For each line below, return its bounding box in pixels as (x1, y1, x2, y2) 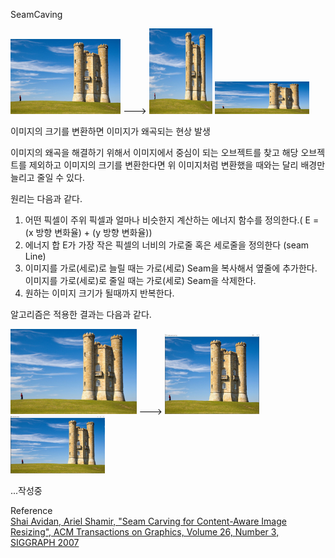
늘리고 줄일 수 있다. (10, 171, 85, 183)
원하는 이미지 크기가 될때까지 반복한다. (24, 287, 175, 299)
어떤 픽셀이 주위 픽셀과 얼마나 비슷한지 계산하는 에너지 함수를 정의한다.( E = (24, 214, 320, 226)
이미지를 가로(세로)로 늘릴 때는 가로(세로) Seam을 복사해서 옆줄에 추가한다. (24, 262, 318, 274)
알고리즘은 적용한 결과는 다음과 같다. (10, 308, 152, 320)
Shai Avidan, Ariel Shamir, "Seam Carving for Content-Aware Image (10, 515, 287, 527)
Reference (10, 504, 53, 516)
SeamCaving (10, 9, 63, 20)
